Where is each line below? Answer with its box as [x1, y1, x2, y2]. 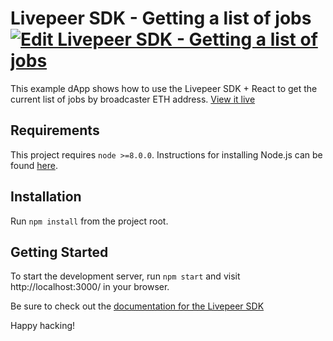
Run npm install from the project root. [10, 215, 169, 227]
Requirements [10, 122, 100, 139]
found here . [10, 159, 58, 171]
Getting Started [10, 243, 109, 261]
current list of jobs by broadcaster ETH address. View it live [10, 93, 256, 105]
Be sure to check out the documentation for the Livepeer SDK [10, 300, 265, 312]
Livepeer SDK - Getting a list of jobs [10, 7, 312, 30]
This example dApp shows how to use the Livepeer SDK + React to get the [10, 82, 318, 94]
